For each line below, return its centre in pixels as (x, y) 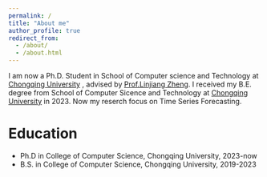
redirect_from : (34, 38)
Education (43, 134)
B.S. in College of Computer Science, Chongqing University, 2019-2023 (138, 164)
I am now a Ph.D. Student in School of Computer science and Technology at (133, 76)
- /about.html (39, 53)
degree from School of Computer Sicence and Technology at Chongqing (128, 93)
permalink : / (30, 16)
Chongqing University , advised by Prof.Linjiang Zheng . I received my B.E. (130, 84)
